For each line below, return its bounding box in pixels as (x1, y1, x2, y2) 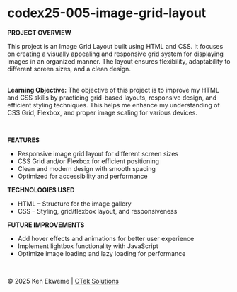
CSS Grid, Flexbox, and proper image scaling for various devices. (7, 108, 198, 117)
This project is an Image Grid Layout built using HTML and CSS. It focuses (7, 42, 224, 50)
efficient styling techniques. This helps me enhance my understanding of (7, 100, 221, 109)
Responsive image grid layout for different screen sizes (17, 149, 179, 158)
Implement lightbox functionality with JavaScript (17, 242, 159, 250)
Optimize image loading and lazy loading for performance (17, 249, 186, 257)
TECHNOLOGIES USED (7, 185, 75, 194)
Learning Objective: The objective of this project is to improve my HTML (7, 86, 219, 94)
